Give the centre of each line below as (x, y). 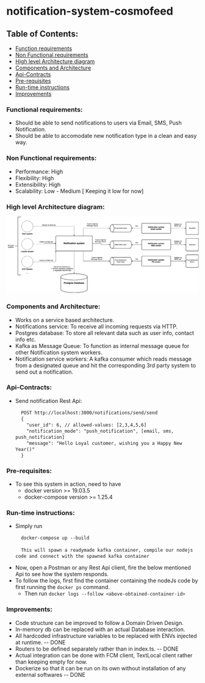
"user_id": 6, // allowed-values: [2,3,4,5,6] (87, 425)
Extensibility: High (38, 184)
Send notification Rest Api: (49, 400)
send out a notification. (44, 372)
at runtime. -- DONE (40, 642)
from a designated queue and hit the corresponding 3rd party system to (106, 365)
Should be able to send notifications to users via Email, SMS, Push (98, 123)
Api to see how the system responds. (62, 574)
